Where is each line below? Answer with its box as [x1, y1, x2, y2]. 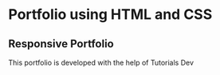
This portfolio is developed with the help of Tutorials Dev [8, 58, 194, 67]
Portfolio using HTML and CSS [8, 6, 213, 24]
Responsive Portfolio [8, 37, 114, 51]
